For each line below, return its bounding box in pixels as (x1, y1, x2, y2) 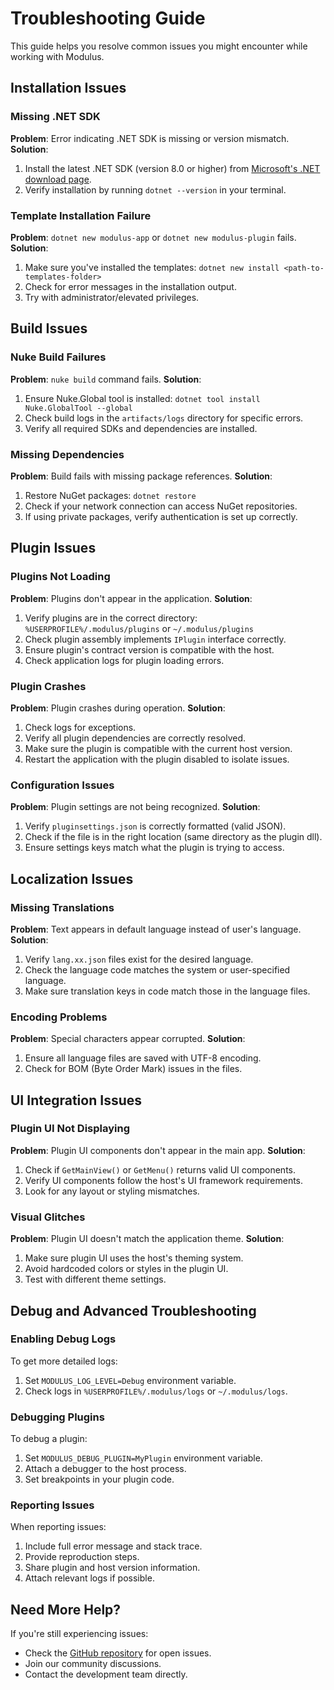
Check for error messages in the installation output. (24, 280, 237, 292)
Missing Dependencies (10, 447, 125, 461)
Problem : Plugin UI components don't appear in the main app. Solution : (10, 1144, 306, 1156)
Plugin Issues (10, 540, 97, 557)
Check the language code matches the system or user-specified (24, 963, 291, 976)
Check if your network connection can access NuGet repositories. (24, 500, 298, 512)
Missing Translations (10, 900, 115, 914)
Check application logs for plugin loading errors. (24, 654, 225, 666)
